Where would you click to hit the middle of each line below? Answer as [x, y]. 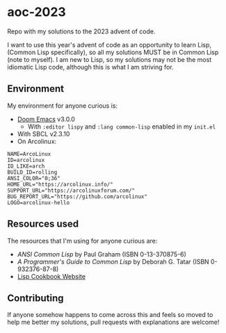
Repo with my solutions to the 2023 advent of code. [81, 31]
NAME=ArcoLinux [29, 154]
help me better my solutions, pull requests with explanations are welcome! [113, 322]
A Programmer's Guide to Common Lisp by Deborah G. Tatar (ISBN [113, 261]
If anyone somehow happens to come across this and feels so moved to [110, 315]
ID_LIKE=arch [26, 166]
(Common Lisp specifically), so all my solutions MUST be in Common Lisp [113, 52]
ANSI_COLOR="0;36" [34, 178]
